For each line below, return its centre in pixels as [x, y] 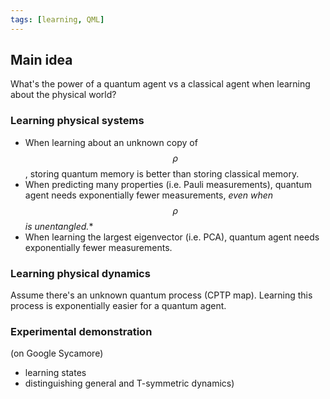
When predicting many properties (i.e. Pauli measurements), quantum [168, 184]
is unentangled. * [59, 226]
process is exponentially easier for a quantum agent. [118, 306]
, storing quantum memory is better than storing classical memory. [162, 173]
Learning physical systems [77, 121]
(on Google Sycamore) [57, 353]
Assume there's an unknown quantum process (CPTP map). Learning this [161, 295]
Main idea [41, 60]
